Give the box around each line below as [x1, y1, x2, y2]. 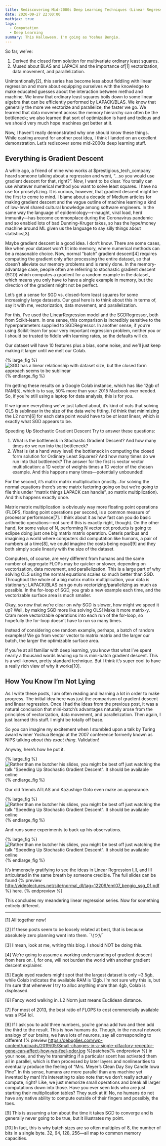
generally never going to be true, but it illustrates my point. [5, 1115, 124, 1121]
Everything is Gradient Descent [5, 154, 104, 163]
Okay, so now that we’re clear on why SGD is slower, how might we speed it [5, 601, 160, 608]
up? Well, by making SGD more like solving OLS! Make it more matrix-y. [5, 607, 150, 613]
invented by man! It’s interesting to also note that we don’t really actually [5, 1074, 152, 1080]
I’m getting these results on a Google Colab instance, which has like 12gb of [5, 382, 160, 388]
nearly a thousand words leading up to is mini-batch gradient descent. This [5, 652, 158, 658]
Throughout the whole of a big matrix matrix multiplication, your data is [5, 576, 150, 582]
